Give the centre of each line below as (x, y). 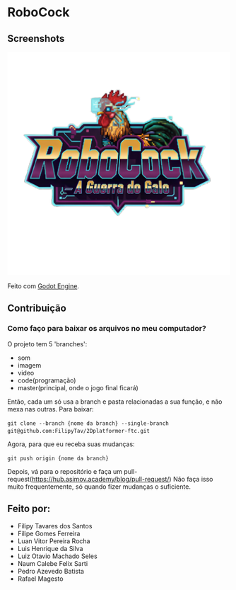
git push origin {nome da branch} (58, 458)
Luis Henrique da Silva (50, 548)
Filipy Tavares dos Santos (55, 526)
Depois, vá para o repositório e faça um (65, 471)
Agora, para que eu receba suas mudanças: (71, 444)
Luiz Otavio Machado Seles (57, 556)
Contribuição (37, 308)
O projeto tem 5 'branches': (47, 344)
